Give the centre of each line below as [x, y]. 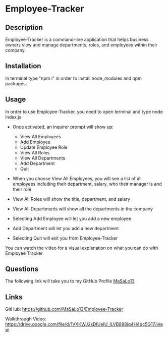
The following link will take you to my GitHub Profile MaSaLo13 [70, 281]
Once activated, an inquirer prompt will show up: [63, 127]
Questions [22, 269]
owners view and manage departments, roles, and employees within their [81, 45]
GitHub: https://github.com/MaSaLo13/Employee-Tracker [64, 309]
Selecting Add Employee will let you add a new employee [72, 218]
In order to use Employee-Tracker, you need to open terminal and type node [84, 111]
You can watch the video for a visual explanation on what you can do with [82, 248]
